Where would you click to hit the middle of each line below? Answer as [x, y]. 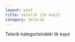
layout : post [19, 10]
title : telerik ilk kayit [33, 15]
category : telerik [25, 19]
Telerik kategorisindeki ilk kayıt [38, 34]
